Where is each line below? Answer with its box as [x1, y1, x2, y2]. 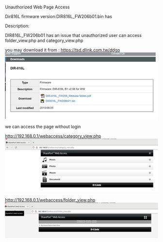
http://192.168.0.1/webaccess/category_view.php [5, 133, 101, 139]
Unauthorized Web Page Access [5, 4, 70, 10]
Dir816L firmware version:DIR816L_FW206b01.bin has [5, 14, 113, 19]
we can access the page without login [5, 124, 81, 130]
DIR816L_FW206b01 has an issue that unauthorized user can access [5, 33, 142, 38]
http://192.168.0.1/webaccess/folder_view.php [5, 197, 96, 203]
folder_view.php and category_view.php [5, 37, 83, 43]
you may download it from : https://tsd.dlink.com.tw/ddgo [5, 47, 120, 53]
